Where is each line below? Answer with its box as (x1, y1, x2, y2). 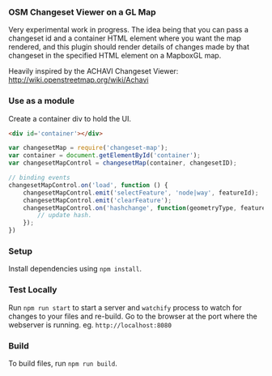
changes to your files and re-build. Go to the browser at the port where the (8, 311, 257, 321)
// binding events (8, 173, 70, 182)
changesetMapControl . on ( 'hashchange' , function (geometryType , (23, 203, 237, 212)
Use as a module (8, 96, 75, 107)
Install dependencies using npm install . (8, 264, 142, 274)
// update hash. (37, 211, 92, 220)
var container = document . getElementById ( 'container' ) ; (8, 152, 201, 160)
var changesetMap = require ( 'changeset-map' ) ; (8, 144, 168, 152)
